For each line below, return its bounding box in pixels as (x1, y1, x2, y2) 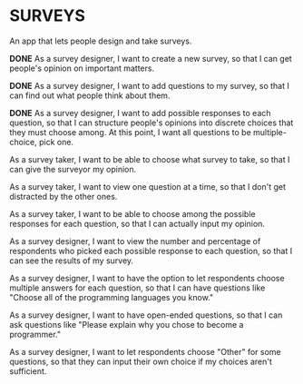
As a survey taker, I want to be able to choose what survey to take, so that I (9, 153, 290, 164)
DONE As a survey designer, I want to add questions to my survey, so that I (9, 80, 290, 91)
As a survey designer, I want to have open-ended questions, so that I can (9, 310, 283, 320)
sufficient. (9, 365, 47, 377)
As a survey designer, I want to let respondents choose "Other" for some (9, 346, 281, 357)
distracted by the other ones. (9, 191, 118, 202)
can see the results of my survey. (9, 255, 134, 266)
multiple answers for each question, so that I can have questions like (9, 282, 266, 293)
